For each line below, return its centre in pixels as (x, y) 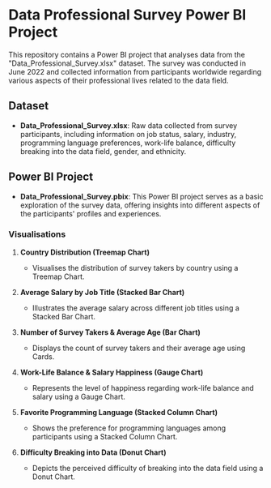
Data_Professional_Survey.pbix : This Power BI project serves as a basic (142, 196)
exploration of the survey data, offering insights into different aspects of (140, 205)
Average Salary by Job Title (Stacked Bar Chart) (102, 292)
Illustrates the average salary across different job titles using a (136, 308)
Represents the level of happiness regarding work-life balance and (143, 387)
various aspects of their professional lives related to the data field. (119, 80)
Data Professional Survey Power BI (127, 15)
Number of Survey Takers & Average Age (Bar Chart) (110, 332)
